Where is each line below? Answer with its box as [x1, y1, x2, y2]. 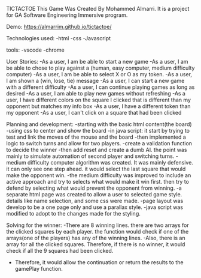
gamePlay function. [14, 265, 63, 272]
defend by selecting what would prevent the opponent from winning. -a [6, 184, 182, 192]
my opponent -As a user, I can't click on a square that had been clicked [6, 109, 182, 116]
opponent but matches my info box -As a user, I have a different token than [6, 103, 191, 110]
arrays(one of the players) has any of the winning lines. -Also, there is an [6, 234, 185, 241]
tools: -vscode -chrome [6, 46, 65, 53]
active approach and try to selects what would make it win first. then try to [6, 178, 190, 185]
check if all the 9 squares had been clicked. [6, 247, 114, 254]
